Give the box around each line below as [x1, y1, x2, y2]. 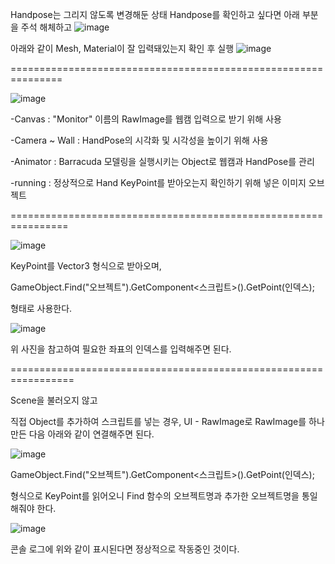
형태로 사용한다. [10, 303, 73, 314]
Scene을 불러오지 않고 [10, 394, 98, 406]
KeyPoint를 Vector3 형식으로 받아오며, [10, 260, 162, 272]
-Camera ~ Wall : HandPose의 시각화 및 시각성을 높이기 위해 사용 [10, 134, 269, 146]
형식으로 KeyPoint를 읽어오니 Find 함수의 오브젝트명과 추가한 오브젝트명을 [10, 490, 300, 502]
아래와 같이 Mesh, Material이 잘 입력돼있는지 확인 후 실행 [10, 43, 235, 54]
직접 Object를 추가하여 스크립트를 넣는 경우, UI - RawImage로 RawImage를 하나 [10, 416, 325, 427]
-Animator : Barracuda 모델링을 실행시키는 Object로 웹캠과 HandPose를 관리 [10, 156, 315, 167]
